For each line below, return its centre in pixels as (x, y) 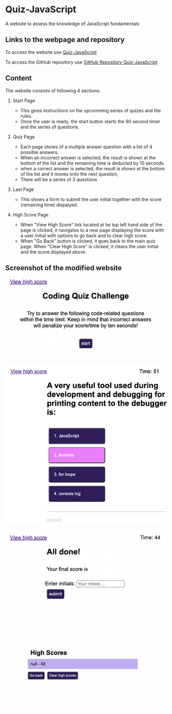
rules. (26, 116)
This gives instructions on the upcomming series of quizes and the (91, 110)
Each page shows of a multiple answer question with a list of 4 (86, 147)
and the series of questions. (50, 127)
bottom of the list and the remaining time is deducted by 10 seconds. (93, 163)
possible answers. (39, 152)
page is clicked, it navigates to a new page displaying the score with (92, 230)
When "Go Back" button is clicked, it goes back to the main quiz (88, 241)
